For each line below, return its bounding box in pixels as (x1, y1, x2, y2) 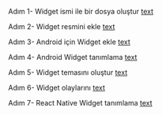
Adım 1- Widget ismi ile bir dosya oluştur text (8, 7, 154, 16)
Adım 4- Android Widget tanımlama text (8, 53, 138, 61)
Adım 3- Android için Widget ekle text (8, 37, 130, 46)
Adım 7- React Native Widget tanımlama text (8, 98, 153, 107)
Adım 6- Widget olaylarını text (8, 83, 105, 92)
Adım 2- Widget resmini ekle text (8, 22, 115, 31)
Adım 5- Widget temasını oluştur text (8, 68, 128, 77)
